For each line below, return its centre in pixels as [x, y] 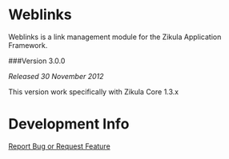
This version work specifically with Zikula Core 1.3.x [93, 91]
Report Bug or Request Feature [59, 146]
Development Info [69, 124]
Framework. [28, 45]
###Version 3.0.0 [37, 61]
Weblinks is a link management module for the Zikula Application [115, 37]
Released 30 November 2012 [56, 76]
